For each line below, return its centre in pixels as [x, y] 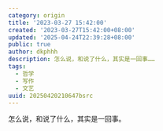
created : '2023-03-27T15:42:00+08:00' [72, 30]
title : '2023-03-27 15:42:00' [58, 23]
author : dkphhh [33, 52]
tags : [17, 67]
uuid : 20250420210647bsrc [50, 96]
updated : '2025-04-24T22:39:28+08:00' [72, 37]
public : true [30, 45]
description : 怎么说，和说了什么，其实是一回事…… [81, 60]
